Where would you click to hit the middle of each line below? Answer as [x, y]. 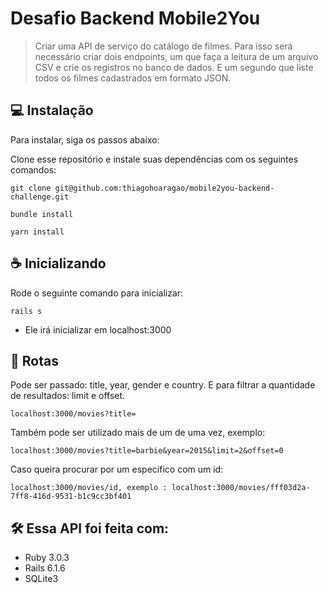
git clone [31, 188]
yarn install [37, 232]
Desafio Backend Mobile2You [135, 18]
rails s [26, 311]
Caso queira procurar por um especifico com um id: [117, 469]
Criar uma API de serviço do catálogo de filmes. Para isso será [163, 46]
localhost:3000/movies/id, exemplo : [89, 488]
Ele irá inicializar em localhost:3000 [98, 329]
